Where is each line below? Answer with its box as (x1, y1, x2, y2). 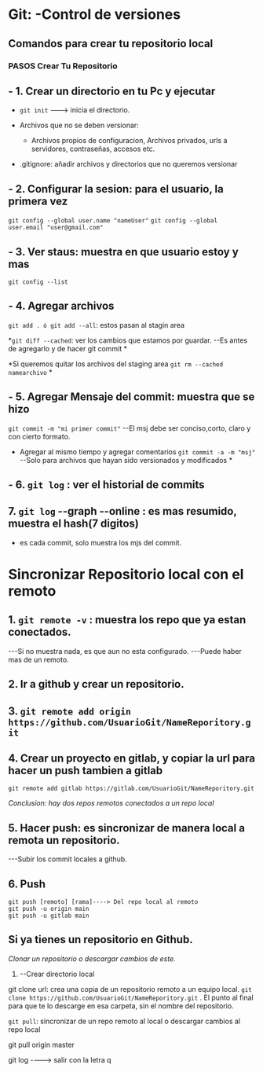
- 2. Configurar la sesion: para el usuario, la (8, 182, 224, 196)
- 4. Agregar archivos (8, 299, 115, 313)
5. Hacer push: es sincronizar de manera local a (8, 821, 246, 835)
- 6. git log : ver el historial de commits (8, 478, 206, 491)
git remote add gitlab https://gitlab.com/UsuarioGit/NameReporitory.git (8, 784, 255, 793)
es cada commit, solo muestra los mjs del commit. (19, 538, 182, 547)
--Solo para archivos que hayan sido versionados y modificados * (19, 455, 233, 464)
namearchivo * (8, 367, 53, 376)
